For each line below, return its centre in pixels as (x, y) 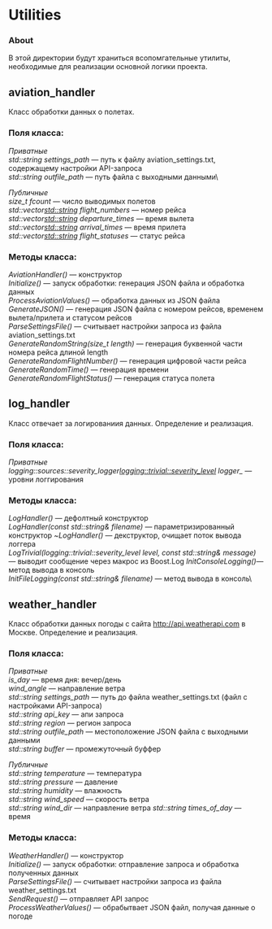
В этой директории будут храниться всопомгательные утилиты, (120, 58)
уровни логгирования (46, 479)
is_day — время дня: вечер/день (65, 680)
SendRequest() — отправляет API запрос (79, 898)
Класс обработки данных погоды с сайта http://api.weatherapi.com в (127, 624)
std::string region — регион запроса (70, 723)
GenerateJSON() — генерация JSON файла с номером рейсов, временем (136, 309)
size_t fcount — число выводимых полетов (82, 201)
